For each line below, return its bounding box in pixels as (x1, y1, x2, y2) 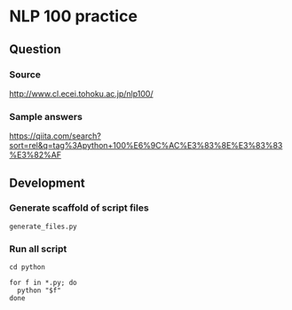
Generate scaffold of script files (9, 202, 149, 214)
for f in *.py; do (9, 278, 77, 288)
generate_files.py (9, 222, 77, 231)
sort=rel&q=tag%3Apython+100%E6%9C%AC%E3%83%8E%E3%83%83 (9, 140, 283, 151)
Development (9, 175, 86, 190)
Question (9, 42, 61, 57)
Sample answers (9, 110, 83, 123)
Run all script (9, 242, 67, 255)
